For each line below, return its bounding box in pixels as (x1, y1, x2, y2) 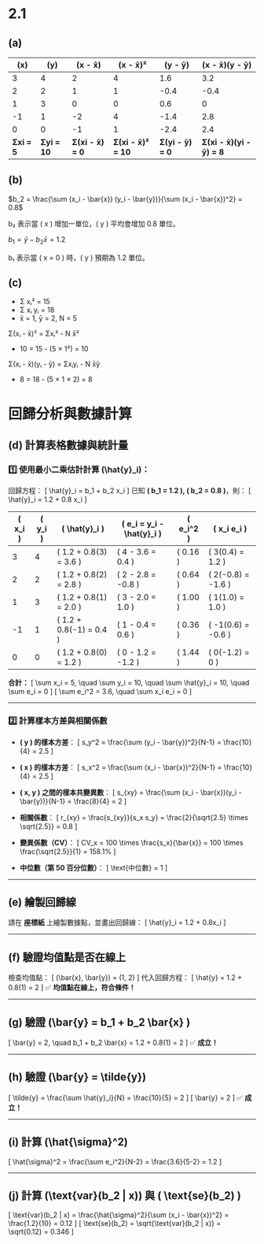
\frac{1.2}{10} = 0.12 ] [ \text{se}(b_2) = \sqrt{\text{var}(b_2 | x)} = (8, 1219, 222, 1228)
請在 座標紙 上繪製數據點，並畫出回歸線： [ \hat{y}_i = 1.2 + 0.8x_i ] (8, 918, 226, 927)
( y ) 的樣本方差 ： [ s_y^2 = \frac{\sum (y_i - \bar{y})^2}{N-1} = (19, 737, 222, 747)
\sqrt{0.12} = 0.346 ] (8, 1227, 75, 1237)
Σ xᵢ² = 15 (19, 297, 51, 306)
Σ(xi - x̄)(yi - (201, 137, 251, 147)
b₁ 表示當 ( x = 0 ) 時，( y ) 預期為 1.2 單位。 (8, 253, 149, 262)
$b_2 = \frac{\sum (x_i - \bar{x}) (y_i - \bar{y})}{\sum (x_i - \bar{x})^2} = (8, 194, 243, 203)
